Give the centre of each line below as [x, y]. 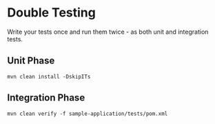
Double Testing [52, 13]
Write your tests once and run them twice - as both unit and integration [108, 32]
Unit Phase [31, 61]
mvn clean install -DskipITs [49, 76]
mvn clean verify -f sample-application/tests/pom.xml [88, 114]
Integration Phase [46, 98]
